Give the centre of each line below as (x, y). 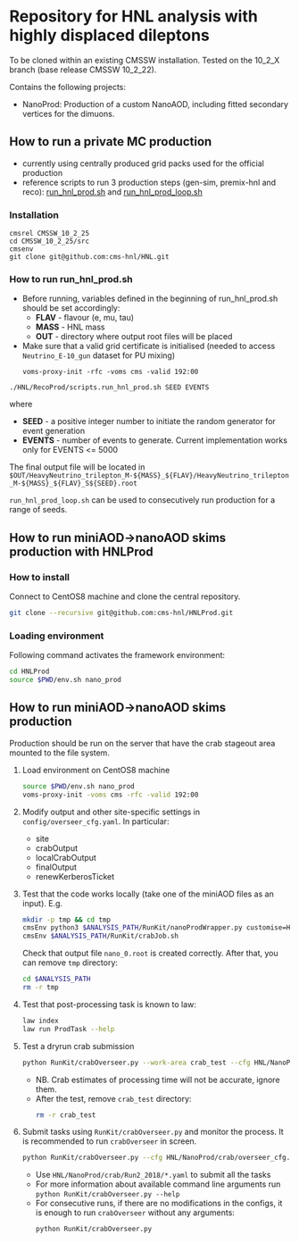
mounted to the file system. (59, 753)
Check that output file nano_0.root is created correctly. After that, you (150, 954)
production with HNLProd (81, 551)
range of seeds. (38, 510)
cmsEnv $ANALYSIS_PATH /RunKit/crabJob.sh (100, 936)
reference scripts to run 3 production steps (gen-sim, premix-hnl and (149, 182)
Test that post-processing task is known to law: (109, 1004)
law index (41, 1021)
